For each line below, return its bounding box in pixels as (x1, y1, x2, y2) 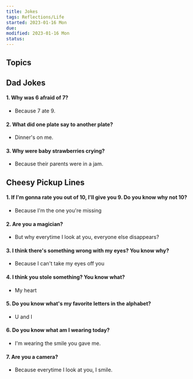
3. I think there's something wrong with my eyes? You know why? (6, 247, 169, 254)
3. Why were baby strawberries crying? (6, 147, 105, 154)
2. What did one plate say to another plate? (6, 121, 114, 128)
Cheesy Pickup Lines (6, 177, 85, 187)
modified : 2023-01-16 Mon (6, 31, 69, 36)
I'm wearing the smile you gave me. (14, 340, 101, 347)
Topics (6, 58, 32, 68)
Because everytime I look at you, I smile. (14, 366, 113, 374)
